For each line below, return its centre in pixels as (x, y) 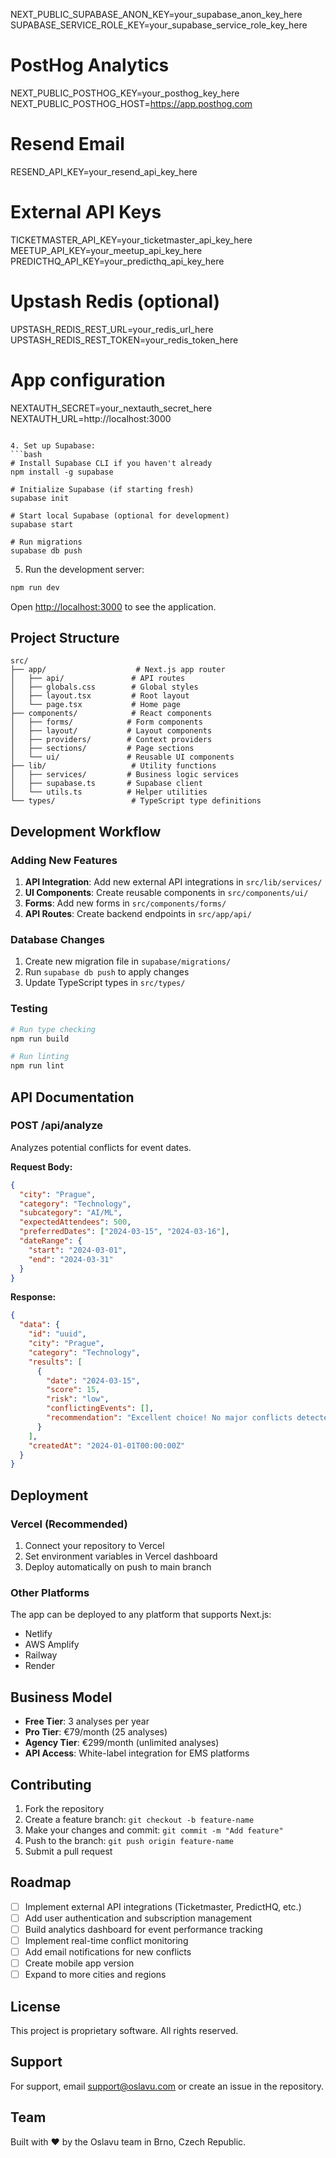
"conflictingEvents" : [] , (100, 1409)
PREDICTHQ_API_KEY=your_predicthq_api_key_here (117, 261)
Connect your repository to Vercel (94, 1546)
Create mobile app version (79, 1963)
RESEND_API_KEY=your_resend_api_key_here (104, 171)
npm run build (40, 1039)
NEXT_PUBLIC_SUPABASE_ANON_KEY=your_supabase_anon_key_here (156, 14)
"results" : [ (55, 1362)
